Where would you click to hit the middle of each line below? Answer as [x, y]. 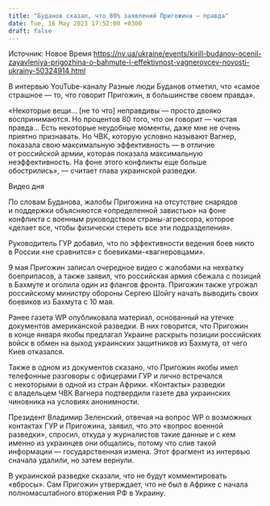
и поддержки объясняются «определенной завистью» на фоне [117, 211]
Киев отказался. [36, 352]
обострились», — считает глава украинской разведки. [103, 171]
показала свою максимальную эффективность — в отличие [112, 145]
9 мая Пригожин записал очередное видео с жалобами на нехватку [126, 268]
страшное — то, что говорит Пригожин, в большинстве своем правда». [132, 95]
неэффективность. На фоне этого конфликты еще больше [108, 162]
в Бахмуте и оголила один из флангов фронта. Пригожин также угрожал [133, 285]
